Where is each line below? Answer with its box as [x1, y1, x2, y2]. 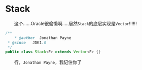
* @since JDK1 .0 [7, 40, 47, 45]
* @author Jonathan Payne [14, 35, 72, 41]
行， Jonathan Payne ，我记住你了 [14, 59, 82, 65]
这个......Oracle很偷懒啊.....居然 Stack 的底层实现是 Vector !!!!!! [14, 20, 137, 26]
